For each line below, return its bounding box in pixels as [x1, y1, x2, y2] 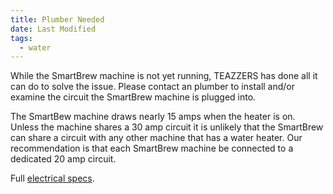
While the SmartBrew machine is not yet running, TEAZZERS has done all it [10, 70, 318, 82]
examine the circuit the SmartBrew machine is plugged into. [10, 91, 257, 103]
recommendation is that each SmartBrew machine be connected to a [10, 142, 294, 155]
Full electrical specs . [10, 172, 95, 185]
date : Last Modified [10, 24, 97, 34]
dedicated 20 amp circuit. [10, 153, 117, 165]
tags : [10, 33, 33, 43]
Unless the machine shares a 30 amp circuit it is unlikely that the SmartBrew [10, 121, 324, 133]
